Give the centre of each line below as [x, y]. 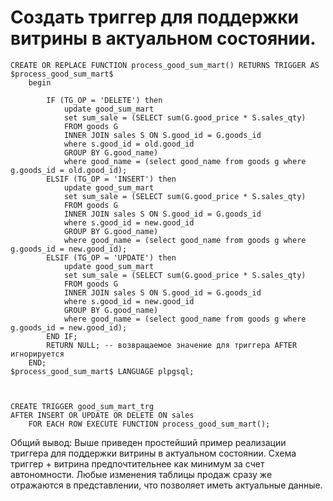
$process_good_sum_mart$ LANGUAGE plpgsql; [102, 371]
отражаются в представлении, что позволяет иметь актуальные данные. [166, 485]
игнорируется [37, 354]
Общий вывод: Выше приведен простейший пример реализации [148, 442]
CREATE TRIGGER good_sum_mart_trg [82, 406]
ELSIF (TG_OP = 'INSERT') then [111, 179]
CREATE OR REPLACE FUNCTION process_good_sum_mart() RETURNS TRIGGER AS [165, 65]
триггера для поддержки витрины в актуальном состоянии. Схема [153, 453]
